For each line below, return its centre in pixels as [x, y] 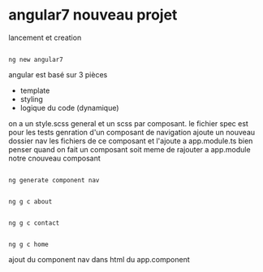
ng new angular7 [36, 59]
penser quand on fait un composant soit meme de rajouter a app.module [129, 149]
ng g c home [28, 244]
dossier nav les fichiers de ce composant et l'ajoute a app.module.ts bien [131, 141]
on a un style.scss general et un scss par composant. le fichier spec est [129, 123]
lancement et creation [45, 37]
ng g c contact [34, 223]
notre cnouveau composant [55, 158]
